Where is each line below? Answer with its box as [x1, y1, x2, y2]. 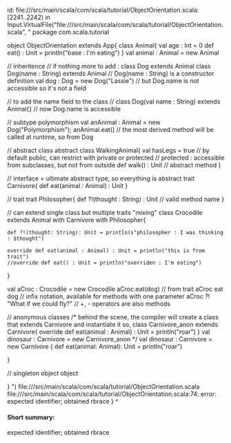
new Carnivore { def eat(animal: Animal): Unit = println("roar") [7, 342, 183, 350]
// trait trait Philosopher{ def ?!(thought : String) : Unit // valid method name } [7, 195, 225, 203]
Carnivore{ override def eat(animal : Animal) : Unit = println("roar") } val [7, 328, 210, 336]
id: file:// [7, 6, 31, 14]
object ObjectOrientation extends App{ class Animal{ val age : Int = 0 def [7, 41, 214, 49]
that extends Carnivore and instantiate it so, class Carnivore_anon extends [7, 321, 219, 328]
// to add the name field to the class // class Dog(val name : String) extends [7, 97, 221, 106]
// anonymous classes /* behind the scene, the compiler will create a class [7, 313, 219, 321]
